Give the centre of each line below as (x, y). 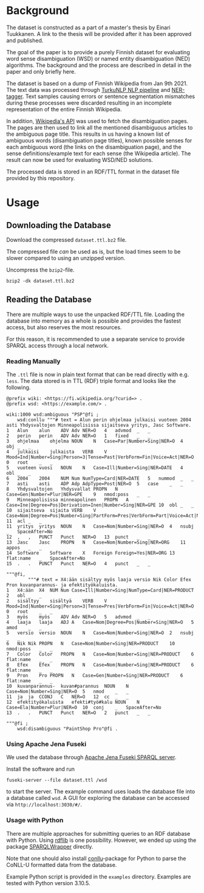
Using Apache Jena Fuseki (46, 744)
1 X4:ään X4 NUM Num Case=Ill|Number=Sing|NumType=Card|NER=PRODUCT (100, 590)
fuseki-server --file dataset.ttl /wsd (57, 780)
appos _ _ (24, 548)
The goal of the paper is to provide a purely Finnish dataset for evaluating (98, 52)
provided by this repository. (41, 178)
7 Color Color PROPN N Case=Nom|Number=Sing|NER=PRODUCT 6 (100, 654)
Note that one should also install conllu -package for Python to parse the (96, 858)
